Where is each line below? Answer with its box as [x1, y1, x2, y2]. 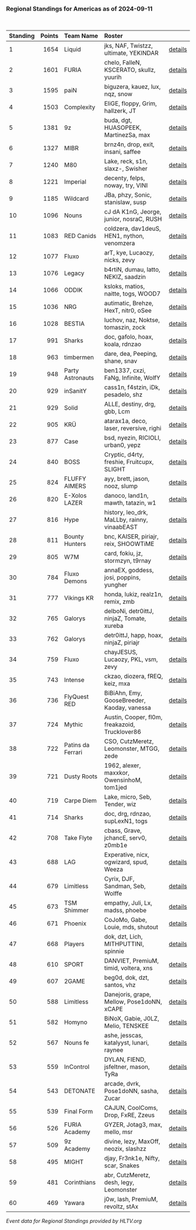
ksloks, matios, [104, 283, 145, 291]
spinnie [104, 947, 124, 956]
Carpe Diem [64, 796, 97, 805]
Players [64, 940, 85, 948]
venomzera [104, 239, 135, 248]
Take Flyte [64, 834, 93, 842]
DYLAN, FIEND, [104, 1056, 146, 1064]
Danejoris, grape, [104, 991, 152, 999]
